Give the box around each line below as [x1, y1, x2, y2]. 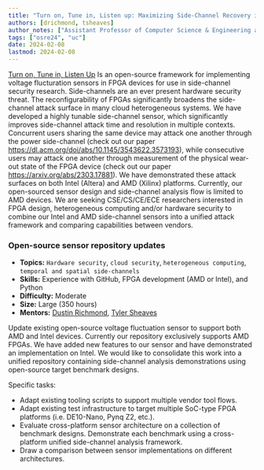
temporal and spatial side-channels [19, 268, 140, 276]
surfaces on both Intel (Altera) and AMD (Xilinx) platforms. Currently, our [8, 179, 243, 187]
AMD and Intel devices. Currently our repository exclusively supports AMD [8, 331, 249, 341]
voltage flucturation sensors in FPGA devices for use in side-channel [8, 78, 231, 87]
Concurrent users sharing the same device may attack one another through [8, 128, 252, 138]
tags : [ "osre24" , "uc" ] [8, 33, 86, 42]
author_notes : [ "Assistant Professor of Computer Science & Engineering [8, 26, 251, 34]
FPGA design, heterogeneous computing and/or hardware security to [8, 204, 232, 213]
